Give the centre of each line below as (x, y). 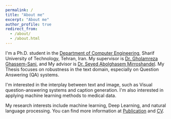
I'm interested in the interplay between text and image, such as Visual (79, 84)
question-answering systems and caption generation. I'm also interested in (84, 90)
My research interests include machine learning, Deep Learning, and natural (85, 105)
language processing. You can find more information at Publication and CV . (85, 111)
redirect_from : (22, 29)
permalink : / (19, 10)
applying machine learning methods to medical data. (61, 96)
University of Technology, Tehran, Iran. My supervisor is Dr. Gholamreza (82, 58)
